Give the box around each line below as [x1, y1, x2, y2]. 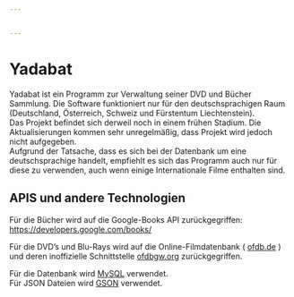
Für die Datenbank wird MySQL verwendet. [9, 267, 169, 278]
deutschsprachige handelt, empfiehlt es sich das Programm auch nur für [9, 155, 278, 165]
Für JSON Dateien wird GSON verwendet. [9, 277, 163, 288]
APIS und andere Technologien [9, 191, 186, 206]
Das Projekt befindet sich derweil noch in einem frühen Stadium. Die [9, 117, 262, 128]
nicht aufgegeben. [9, 136, 77, 147]
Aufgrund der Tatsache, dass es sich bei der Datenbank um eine [9, 145, 246, 157]
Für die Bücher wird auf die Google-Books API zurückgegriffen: [9, 214, 244, 225]
